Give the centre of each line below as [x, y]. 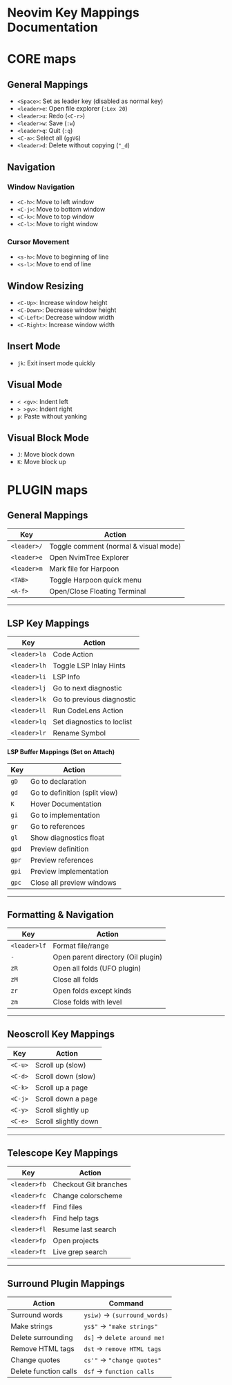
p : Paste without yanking [52, 416]
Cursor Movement [38, 241]
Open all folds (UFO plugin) [97, 969]
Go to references [57, 827]
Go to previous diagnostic [95, 699]
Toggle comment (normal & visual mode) [115, 547]
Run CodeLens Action [88, 710]
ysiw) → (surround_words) [126, 1314]
